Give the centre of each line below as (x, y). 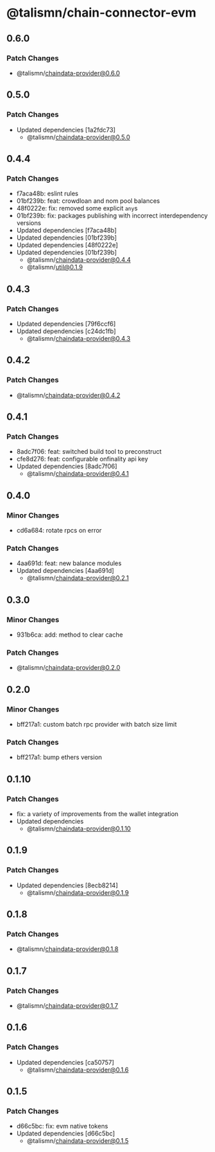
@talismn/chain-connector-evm (101, 13)
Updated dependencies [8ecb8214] (67, 885)
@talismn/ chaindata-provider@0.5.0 (78, 137)
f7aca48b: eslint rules (47, 194)
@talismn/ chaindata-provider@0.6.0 (68, 73)
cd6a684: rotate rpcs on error (59, 530)
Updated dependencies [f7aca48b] (66, 231)
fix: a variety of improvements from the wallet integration (97, 814)
